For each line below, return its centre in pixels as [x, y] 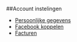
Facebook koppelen [39, 27]
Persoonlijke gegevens [43, 20]
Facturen [26, 33]
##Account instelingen [34, 9]
